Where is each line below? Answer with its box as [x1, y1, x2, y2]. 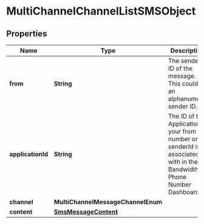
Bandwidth [168, 165, 199, 174]
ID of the [168, 64, 193, 72]
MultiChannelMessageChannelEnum [53, 198, 163, 206]
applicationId [9, 150, 49, 158]
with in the [168, 158, 199, 166]
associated [168, 150, 200, 158]
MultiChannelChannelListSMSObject [6, 4, 196, 18]
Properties [6, 29, 47, 39]
